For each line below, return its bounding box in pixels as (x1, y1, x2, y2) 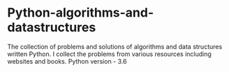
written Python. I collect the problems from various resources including (7, 50, 212, 58)
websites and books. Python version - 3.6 (7, 57, 127, 65)
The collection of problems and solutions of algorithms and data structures (7, 42, 223, 51)
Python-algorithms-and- (7, 5, 154, 21)
